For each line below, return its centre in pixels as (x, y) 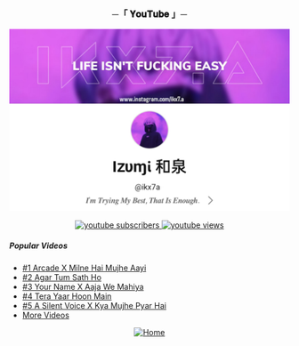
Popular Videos (39, 245)
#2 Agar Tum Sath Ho (62, 278)
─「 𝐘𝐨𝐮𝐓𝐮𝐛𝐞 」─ (149, 13)
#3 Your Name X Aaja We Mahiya (83, 287)
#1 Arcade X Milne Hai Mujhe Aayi (84, 268)
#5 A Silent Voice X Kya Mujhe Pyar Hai (94, 306)
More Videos (45, 315)
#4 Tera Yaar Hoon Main (67, 296)
